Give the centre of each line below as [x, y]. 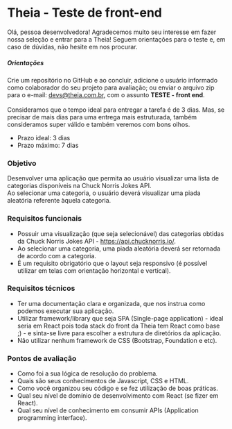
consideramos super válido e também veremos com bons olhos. [99, 124]
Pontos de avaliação [42, 358]
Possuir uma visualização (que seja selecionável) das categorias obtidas [121, 233]
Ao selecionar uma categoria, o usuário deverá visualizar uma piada [104, 193]
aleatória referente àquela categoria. [59, 201]
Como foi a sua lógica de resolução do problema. [87, 373]
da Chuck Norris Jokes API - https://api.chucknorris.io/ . [97, 241]
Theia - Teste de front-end [85, 13]
